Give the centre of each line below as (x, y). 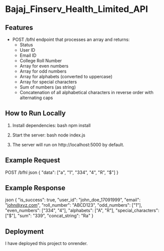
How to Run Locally (35, 113)
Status (26, 45)
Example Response (35, 188)
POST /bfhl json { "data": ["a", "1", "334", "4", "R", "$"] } (62, 172)
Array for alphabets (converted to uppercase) (66, 76)
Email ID (28, 55)
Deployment (25, 231)
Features (19, 28)
